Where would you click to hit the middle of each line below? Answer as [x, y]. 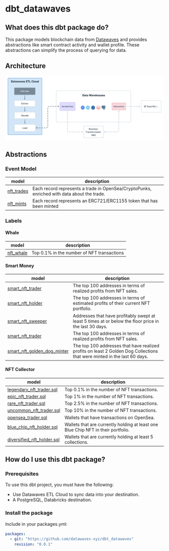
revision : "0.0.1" [33, 544]
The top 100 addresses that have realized [116, 346]
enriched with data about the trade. [69, 194]
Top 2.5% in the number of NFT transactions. [111, 403]
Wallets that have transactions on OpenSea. [110, 417]
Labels [14, 221]
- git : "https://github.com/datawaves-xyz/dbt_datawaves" [72, 539]
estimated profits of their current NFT [111, 303]
